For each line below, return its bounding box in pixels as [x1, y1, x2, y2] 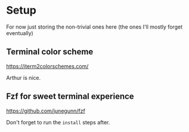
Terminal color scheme [6, 47, 94, 57]
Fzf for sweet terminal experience [6, 92, 134, 102]
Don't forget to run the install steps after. [6, 118, 110, 125]
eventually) [6, 29, 34, 36]
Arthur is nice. [6, 74, 41, 81]
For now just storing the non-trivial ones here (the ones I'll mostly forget [6, 23, 183, 30]
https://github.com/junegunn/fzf [6, 107, 85, 114]
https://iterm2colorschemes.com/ [6, 62, 89, 70]
